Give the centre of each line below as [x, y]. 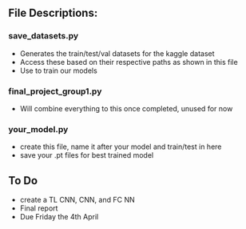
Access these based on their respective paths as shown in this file [129, 62]
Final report [39, 208]
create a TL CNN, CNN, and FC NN [77, 200]
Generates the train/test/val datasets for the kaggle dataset [117, 53]
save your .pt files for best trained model [87, 155]
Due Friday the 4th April [59, 217]
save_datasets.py [44, 36]
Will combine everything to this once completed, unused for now [126, 108]
